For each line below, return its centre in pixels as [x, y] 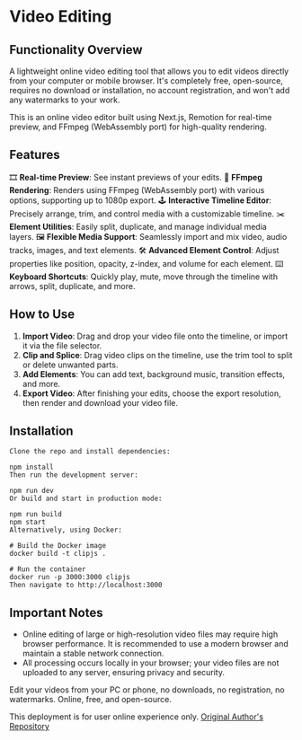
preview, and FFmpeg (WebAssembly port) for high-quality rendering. [138, 127]
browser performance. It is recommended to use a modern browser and [155, 644]
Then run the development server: [74, 475]
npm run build [36, 515]
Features [35, 155]
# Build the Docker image [58, 546]
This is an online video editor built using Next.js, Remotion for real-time [141, 117]
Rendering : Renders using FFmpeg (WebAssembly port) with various [137, 189]
